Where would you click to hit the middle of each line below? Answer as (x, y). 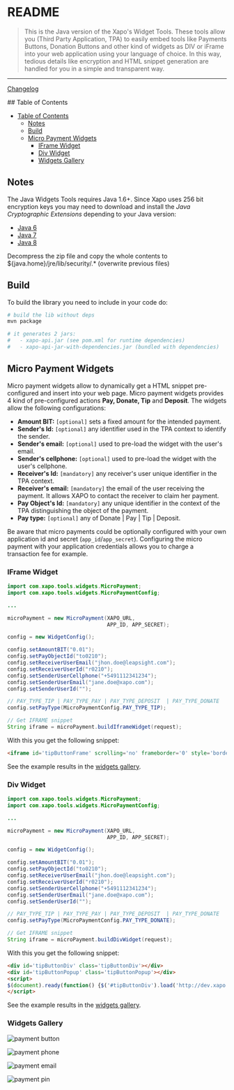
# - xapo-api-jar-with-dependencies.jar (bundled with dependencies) (113, 347)
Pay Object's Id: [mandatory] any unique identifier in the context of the (119, 503)
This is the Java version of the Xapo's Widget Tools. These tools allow (125, 31)
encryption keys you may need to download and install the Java (99, 206)
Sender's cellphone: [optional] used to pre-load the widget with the (117, 458)
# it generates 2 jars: (42, 334)
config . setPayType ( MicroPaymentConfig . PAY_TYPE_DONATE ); (92, 921)
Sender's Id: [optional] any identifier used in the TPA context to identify (122, 429)
